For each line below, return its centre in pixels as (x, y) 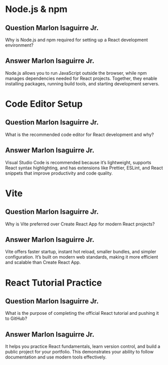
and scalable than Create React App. (43, 263)
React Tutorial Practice (54, 283)
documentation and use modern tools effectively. (56, 357)
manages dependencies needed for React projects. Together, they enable (81, 78)
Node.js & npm (36, 9)
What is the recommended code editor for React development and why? (80, 135)
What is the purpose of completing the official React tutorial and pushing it (82, 313)
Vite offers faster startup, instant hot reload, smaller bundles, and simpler (81, 252)
